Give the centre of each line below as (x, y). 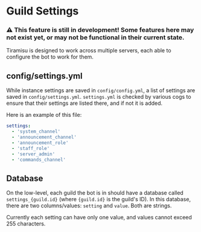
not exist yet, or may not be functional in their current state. (95, 37)
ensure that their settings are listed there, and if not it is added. (85, 103)
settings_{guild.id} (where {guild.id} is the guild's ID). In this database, (99, 199)
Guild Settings (43, 11)
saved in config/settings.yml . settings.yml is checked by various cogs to (99, 97)
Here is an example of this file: (44, 115)
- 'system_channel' (36, 132)
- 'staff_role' (31, 148)
